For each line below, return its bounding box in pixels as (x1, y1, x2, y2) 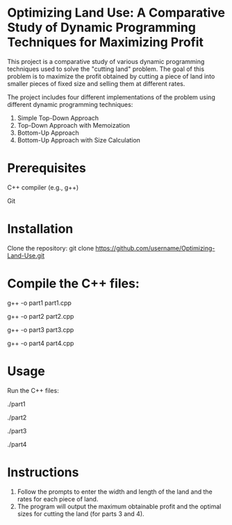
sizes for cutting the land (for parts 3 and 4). (17, 509, 144, 518)
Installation (7, 221, 74, 237)
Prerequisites (7, 160, 87, 176)
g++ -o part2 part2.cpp (7, 312, 74, 320)
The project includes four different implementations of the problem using (7, 92, 215, 101)
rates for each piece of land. (17, 494, 99, 503)
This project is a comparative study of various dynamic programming (7, 57, 205, 65)
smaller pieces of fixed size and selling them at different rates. (7, 79, 185, 87)
